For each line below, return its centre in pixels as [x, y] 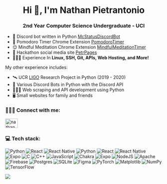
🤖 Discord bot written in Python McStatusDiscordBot [66, 36]
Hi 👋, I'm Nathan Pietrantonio [84, 10]
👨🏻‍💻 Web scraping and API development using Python [68, 90]
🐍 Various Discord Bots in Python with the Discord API [68, 85]
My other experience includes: [37, 67]
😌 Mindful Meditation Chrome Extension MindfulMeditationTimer [79, 47]
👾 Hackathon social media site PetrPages [55, 52]
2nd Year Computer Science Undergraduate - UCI [84, 26]
